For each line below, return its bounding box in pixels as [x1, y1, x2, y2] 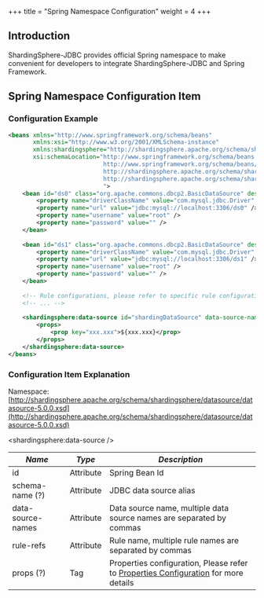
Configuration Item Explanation [8, 369, 130, 380]
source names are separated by [109, 512, 226, 523]
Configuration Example [8, 113, 98, 124]
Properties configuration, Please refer [109, 557, 248, 568]
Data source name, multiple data [109, 502, 229, 513]
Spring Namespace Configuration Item [8, 90, 201, 103]
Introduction [8, 29, 71, 42]
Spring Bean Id [109, 467, 164, 478]
